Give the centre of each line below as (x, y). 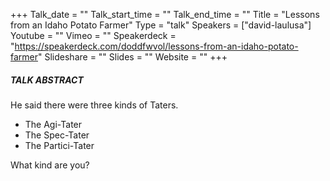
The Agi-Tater (53, 124)
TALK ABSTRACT (47, 80)
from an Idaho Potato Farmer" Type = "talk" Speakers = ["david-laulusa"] (161, 25)
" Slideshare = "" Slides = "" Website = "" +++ (133, 57)
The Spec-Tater (57, 135)
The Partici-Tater (59, 145)
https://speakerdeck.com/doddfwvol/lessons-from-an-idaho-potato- (156, 46)
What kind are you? (50, 165)
